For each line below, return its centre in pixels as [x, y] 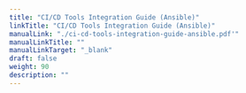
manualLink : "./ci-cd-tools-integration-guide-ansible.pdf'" [124, 34]
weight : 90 [29, 67]
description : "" [39, 75]
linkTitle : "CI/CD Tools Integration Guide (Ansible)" [112, 26]
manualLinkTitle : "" [47, 42]
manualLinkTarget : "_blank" [61, 50]
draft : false [33, 58]
